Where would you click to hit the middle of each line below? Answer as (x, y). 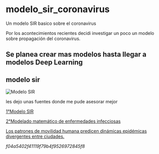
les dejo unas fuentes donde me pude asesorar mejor (62, 102)
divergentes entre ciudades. (35, 137)
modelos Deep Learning (44, 63)
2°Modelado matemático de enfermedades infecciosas (63, 121)
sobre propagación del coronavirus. (43, 38)
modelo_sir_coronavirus (58, 9)
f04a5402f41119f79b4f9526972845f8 (45, 146)
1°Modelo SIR (20, 111)
